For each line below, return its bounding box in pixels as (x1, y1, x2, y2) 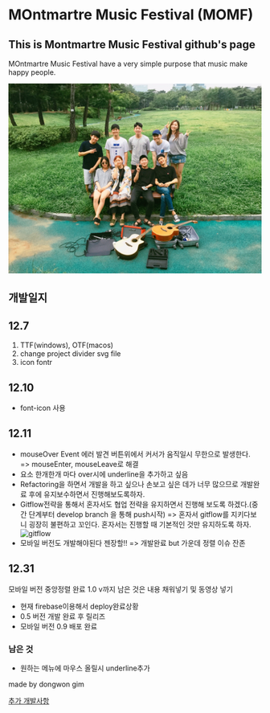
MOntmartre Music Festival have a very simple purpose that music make (8, 59, 247, 68)
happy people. (8, 68, 56, 77)
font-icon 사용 (19, 404, 66, 413)
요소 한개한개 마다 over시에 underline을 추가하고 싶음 (19, 469, 189, 479)
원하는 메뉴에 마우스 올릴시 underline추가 (19, 663, 150, 673)
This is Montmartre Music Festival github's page (8, 38, 256, 51)
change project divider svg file (19, 349, 121, 359)
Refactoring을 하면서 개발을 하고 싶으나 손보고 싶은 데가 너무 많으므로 (19, 479, 239, 489)
